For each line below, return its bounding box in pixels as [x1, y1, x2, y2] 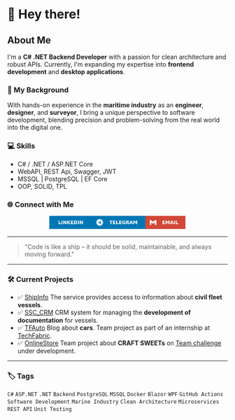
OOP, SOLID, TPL [17, 182, 68, 190]
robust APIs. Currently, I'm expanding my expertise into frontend [7, 60, 194, 69]
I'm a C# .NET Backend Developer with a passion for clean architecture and [7, 52, 227, 61]
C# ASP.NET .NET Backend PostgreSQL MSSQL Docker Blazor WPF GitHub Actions [7, 391, 224, 398]
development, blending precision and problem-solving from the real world [7, 115, 220, 125]
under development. [17, 346, 76, 356]
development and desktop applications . [7, 68, 125, 76]
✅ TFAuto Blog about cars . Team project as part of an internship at [17, 323, 211, 332]
